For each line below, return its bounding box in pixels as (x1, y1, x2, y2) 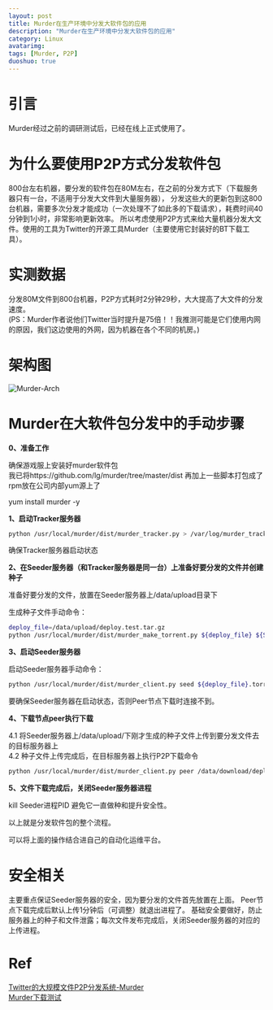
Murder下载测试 (8, 992, 62, 1002)
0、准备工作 (8, 442, 50, 452)
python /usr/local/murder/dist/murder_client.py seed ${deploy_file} (8, 681, 249, 689)
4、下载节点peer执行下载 (8, 713, 93, 724)
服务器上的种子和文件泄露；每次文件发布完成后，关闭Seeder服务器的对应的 (8, 915, 261, 925)
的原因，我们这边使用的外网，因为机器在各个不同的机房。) (8, 324, 201, 334)
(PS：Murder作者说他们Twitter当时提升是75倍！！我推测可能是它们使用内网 (8, 314, 262, 324)
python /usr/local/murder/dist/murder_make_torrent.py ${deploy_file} (8, 631, 253, 639)
